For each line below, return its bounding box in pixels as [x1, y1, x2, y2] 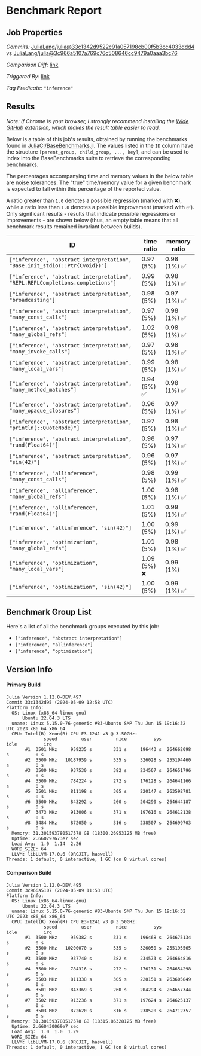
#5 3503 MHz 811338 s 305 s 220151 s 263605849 [25, 976, 191, 982]
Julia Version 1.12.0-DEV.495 [6, 883, 82, 889]
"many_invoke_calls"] [9, 348, 71, 355]
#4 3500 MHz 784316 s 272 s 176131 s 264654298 [25, 966, 191, 972]
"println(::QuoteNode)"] [9, 424, 80, 431]
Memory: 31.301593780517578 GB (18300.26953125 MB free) [11, 831, 157, 837]
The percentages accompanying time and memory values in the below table [6, 172, 194, 179]
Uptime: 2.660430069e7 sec [11, 1024, 79, 1030]
